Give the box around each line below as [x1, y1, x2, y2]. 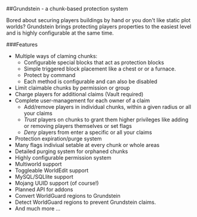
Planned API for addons [14, 186, 73, 193]
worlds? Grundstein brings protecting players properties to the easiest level [6, 23, 192, 30]
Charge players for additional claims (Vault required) [14, 91, 144, 97]
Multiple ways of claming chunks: [14, 53, 97, 59]
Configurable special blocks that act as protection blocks [23, 59, 164, 66]
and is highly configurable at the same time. [6, 29, 114, 36]
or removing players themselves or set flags [23, 123, 133, 129]
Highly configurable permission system [14, 154, 112, 161]
